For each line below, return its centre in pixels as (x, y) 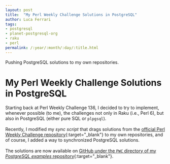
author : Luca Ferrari (28, 19)
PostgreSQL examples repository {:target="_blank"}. (59, 156)
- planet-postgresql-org (31, 34)
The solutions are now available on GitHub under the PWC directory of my (81, 151)
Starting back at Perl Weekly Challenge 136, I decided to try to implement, (82, 108)
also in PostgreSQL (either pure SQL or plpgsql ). (56, 118)
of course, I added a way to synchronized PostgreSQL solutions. (72, 140)
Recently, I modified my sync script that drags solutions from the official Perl (85, 129)
